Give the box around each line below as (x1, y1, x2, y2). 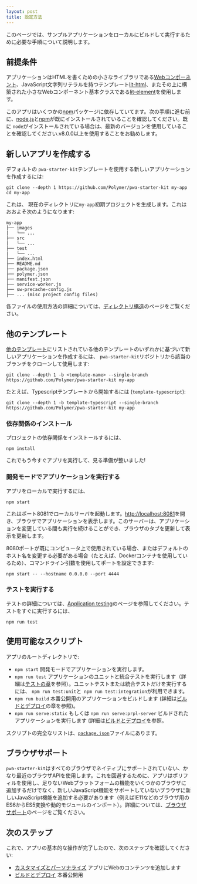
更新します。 (16, 532, 47, 539)
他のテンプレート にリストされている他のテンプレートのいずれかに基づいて (6, 346, 186, 353)
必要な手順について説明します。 (16, 38, 93, 45)
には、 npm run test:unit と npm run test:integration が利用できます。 (14, 687, 188, 695)
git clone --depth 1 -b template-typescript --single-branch (6, 399, 159, 405)
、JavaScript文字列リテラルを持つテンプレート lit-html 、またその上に (16, 81, 182, 88)
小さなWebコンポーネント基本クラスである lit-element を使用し (26, 89, 176, 96)
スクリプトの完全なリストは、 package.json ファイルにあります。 (6, 729, 161, 736)
